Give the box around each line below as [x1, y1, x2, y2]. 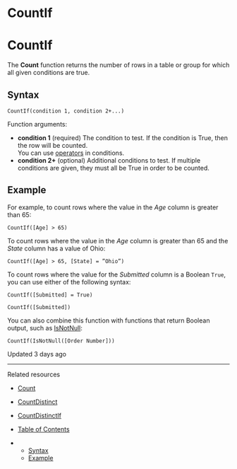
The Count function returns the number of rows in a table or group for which [7, 61, 230, 69]
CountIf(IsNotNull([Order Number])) [7, 337, 115, 344]
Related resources [7, 370, 61, 378]
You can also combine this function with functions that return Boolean [7, 316, 210, 325]
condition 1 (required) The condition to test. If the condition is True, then [17, 133, 228, 142]
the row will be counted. [17, 141, 88, 149]
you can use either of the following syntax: [7, 277, 131, 286]
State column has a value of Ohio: [7, 244, 106, 253]
